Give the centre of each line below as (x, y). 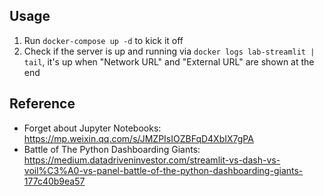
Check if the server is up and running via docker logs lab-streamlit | (169, 51)
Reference (42, 104)
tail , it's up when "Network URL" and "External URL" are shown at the (169, 61)
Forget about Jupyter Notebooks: (92, 128)
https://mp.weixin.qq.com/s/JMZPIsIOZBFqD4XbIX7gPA (138, 138)
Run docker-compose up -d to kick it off (103, 40)
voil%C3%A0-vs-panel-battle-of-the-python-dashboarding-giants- (163, 170)
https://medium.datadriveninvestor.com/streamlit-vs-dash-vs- (152, 160)
